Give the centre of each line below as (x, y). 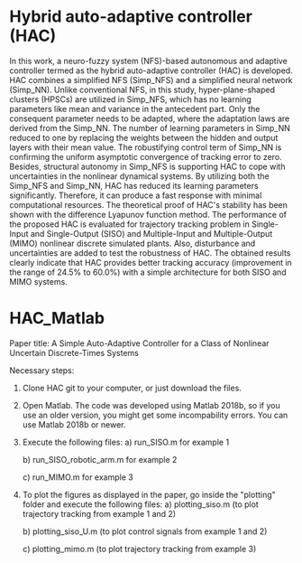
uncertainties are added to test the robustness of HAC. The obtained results (150, 253)
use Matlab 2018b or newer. (74, 424)
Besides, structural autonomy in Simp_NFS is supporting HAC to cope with (147, 166)
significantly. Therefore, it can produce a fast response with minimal (136, 195)
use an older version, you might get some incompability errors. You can (155, 415)
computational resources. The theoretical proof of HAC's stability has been (149, 204)
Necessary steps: (42, 370)
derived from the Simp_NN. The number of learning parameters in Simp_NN (150, 127)
